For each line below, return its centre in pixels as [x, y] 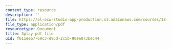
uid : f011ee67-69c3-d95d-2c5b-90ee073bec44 [52, 39]
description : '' [23, 15]
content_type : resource [31, 10]
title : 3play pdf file [29, 34]
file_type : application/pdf [35, 24]
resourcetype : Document [31, 29]
